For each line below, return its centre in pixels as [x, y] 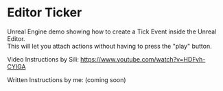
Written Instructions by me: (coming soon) [67, 79]
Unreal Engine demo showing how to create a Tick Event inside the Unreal [112, 31]
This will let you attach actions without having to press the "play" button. [110, 46]
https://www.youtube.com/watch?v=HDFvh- [143, 59]
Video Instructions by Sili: [43, 59]
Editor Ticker [45, 13]
